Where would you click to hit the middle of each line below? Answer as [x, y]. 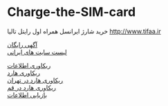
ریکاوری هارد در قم [32, 87]
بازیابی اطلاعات [27, 95]
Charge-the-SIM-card [72, 12]
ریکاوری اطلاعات [29, 65]
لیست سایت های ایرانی [37, 52]
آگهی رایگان [22, 44]
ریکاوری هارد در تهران [35, 80]
